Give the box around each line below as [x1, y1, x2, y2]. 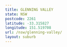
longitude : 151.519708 [5, 25, 51, 30]
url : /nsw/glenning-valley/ [5, 30, 63, 35]
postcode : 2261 [5, 16, 36, 21]
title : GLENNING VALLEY [5, 7, 54, 12]
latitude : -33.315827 [5, 21, 49, 26]
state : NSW [5, 12, 27, 17]
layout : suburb [5, 35, 36, 40]
